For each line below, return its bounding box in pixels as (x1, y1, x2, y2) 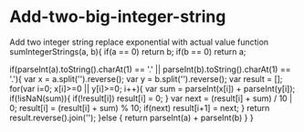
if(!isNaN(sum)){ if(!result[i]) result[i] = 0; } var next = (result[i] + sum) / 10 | (9, 93, 293, 104)
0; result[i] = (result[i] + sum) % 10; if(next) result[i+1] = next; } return (9, 102, 270, 113)
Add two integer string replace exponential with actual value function (9, 36, 269, 47)
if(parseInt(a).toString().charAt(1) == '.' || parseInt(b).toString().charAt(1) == (9, 64, 291, 75)
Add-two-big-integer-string (9, 6, 226, 27)
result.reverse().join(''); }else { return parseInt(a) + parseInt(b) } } (9, 112, 254, 123)
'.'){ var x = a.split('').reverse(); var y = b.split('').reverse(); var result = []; (9, 73, 283, 84)
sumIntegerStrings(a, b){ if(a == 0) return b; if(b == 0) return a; (9, 46, 246, 56)
